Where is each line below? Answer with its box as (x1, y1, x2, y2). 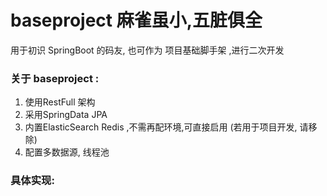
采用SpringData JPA (24, 109, 108, 121)
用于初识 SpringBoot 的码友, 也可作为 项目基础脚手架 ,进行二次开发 (10, 44, 285, 56)
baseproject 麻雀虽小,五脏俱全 (10, 9, 263, 32)
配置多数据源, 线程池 (24, 146, 110, 158)
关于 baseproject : (10, 71, 100, 85)
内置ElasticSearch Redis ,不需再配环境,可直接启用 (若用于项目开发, (24, 121, 298, 133)
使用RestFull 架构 (24, 96, 96, 108)
